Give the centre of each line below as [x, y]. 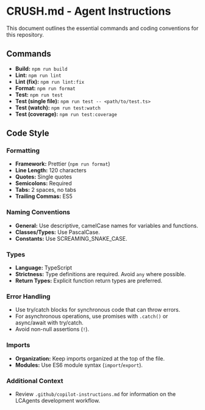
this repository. [25, 34]
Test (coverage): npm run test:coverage [66, 114]
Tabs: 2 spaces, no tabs [45, 190]
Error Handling [28, 296]
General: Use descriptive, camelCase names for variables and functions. [106, 225]
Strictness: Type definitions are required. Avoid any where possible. [100, 274]
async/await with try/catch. [49, 323]
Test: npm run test [39, 94]
